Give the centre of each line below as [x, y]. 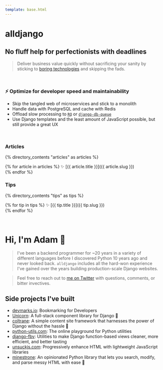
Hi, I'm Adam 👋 [35, 239]
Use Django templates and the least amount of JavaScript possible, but [83, 119]
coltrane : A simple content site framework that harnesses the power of [83, 321]
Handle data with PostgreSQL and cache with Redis [64, 109]
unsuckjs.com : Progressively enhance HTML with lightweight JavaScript [85, 347]
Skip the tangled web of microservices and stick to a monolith [74, 104]
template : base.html [26, 10]
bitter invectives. [34, 283]
